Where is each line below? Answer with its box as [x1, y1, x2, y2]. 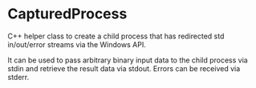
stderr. [7, 72, 30, 82]
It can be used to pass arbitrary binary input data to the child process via [7, 55, 248, 65]
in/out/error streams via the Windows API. [7, 39, 146, 49]
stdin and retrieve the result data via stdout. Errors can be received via [7, 63, 241, 73]
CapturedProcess [7, 5, 128, 23]
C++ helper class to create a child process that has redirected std [7, 31, 225, 41]
